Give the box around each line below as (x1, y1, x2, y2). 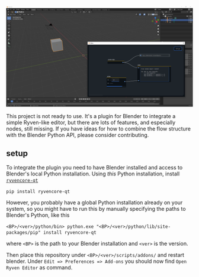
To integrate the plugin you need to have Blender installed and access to (6, 164, 183, 171)
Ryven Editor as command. (6, 264, 73, 271)
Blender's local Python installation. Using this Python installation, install (6, 170, 180, 177)
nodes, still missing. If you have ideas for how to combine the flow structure (6, 125, 191, 132)
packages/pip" (6, 230, 41, 236)
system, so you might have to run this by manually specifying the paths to (6, 206, 186, 213)
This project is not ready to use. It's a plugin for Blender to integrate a (6, 112, 176, 119)
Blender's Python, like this (6, 211, 70, 219)
